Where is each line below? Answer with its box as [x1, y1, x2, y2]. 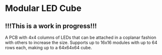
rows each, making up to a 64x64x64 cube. [5, 45, 92, 50]
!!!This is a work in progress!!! [5, 22, 97, 30]
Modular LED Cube [5, 3, 82, 14]
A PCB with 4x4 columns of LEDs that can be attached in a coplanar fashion [5, 34, 156, 40]
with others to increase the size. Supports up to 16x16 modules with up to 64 [5, 40, 158, 45]
